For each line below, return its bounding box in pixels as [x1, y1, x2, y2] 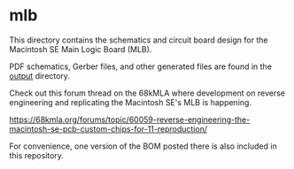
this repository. [9, 150, 65, 160]
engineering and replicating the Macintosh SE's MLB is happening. [9, 96, 252, 107]
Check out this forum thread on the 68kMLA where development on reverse [9, 88, 286, 98]
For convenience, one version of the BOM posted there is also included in [9, 141, 277, 151]
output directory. [9, 70, 71, 81]
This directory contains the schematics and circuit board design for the [9, 35, 268, 45]
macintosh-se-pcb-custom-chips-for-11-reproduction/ [9, 123, 208, 134]
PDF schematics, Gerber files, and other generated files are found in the [9, 61, 273, 72]
